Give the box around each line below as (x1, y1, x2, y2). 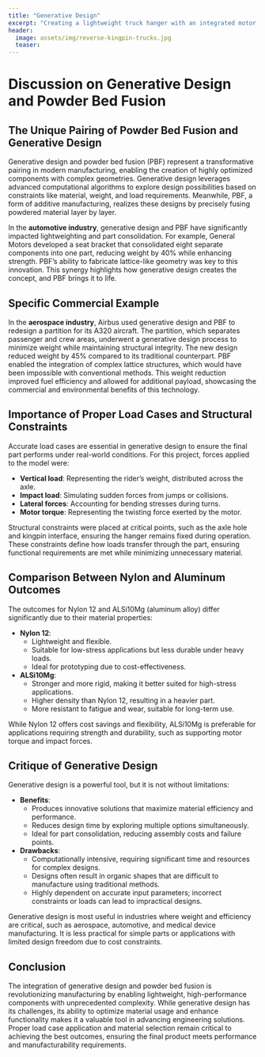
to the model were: (8, 458, 70, 468)
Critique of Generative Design (8, 759, 158, 772)
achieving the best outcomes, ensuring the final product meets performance (8, 1032, 257, 1041)
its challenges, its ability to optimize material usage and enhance (8, 1006, 219, 1016)
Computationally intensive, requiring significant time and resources (31, 854, 251, 864)
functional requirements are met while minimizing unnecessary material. (8, 548, 244, 557)
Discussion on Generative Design (8, 75, 232, 94)
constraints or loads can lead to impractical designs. (31, 897, 203, 906)
